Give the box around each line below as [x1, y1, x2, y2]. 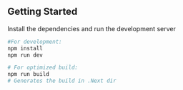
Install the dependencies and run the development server [7, 24, 177, 33]
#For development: [7, 38, 62, 45]
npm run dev [7, 51, 43, 59]
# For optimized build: [7, 64, 79, 72]
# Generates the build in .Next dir [7, 77, 117, 84]
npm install [7, 45, 43, 52]
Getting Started [7, 6, 78, 18]
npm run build [7, 71, 50, 78]
